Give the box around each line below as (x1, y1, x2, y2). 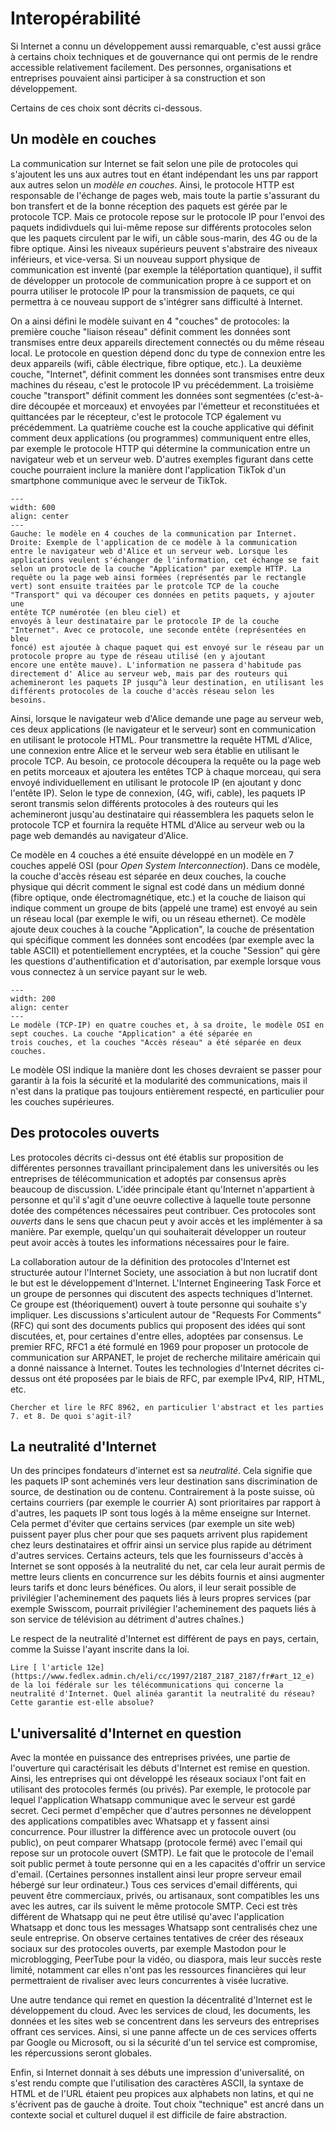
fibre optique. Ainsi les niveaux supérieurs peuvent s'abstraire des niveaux (10, 242, 318, 254)
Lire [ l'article (10, 1663, 83, 1673)
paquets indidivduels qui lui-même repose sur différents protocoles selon (10, 221, 312, 233)
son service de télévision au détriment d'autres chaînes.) (10, 1613, 245, 1626)
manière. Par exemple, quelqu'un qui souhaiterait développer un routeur (10, 1225, 307, 1237)
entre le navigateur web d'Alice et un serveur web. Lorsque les (10, 546, 288, 556)
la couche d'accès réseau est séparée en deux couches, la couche (10, 870, 287, 882)
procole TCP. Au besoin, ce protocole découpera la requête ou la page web (10, 755, 322, 767)
